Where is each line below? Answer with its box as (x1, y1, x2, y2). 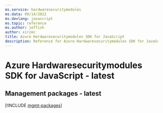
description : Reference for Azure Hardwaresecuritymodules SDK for (5, 39, 145, 44)
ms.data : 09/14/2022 (5, 12, 47, 17)
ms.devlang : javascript (5, 16, 53, 21)
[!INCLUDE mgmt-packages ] (5, 102, 62, 108)
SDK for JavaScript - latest (5, 70, 115, 81)
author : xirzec (5, 30, 36, 35)
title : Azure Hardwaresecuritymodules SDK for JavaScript (5, 35, 125, 39)
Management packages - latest (5, 90, 102, 98)
